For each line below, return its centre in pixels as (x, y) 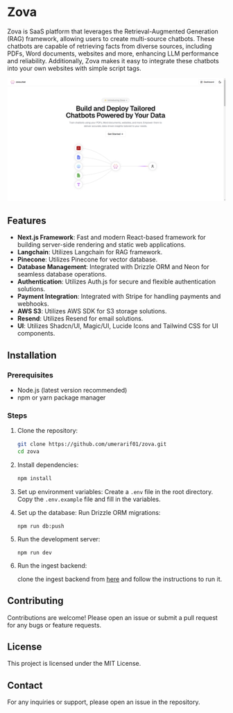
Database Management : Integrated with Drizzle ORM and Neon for (113, 267)
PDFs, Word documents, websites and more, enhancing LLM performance (113, 54)
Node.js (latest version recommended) (72, 390)
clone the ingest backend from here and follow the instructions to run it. (120, 579)
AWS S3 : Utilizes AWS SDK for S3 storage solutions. (92, 311)
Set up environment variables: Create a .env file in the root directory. (115, 491)
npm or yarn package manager (61, 398)
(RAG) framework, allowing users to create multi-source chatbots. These (111, 38)
